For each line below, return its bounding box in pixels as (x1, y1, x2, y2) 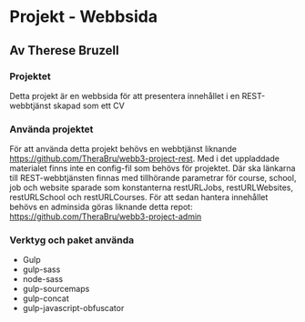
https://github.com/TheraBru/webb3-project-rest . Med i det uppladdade (9, 153, 280, 165)
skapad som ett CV (53, 100, 125, 111)
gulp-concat (22, 293, 70, 304)
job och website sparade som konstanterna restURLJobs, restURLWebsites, (9, 182, 294, 193)
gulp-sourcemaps (22, 284, 90, 295)
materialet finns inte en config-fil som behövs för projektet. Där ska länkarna (9, 163, 296, 174)
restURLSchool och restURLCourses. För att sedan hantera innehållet (9, 192, 269, 203)
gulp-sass (22, 264, 61, 275)
